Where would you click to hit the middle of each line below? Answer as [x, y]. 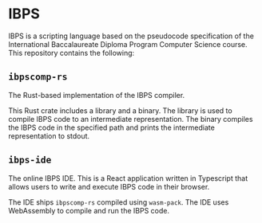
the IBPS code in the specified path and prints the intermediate [112, 127]
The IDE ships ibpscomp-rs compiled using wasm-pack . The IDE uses [119, 202]
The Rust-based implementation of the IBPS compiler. [97, 95]
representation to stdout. [49, 135]
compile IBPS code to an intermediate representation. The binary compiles [131, 119]
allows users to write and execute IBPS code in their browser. [109, 186]
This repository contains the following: [71, 53]
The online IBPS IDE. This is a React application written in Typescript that [128, 178]
